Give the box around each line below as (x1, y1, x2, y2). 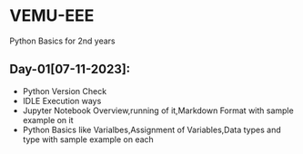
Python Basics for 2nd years (9, 35, 116, 46)
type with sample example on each (22, 133, 155, 145)
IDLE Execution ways (22, 95, 102, 106)
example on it (22, 114, 75, 125)
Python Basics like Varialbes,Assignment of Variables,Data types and (22, 124, 281, 135)
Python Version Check (22, 85, 107, 96)
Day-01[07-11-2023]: (9, 62, 131, 77)
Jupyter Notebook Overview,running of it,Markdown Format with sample (22, 105, 294, 116)
